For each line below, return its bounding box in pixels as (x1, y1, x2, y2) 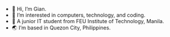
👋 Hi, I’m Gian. (11, 6, 47, 12)
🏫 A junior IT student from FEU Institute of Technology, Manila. (11, 18, 165, 24)
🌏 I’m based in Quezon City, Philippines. (11, 24, 111, 31)
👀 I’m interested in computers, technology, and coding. (11, 12, 146, 18)
